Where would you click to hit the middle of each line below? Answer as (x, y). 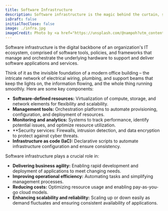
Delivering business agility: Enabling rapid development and (75, 166)
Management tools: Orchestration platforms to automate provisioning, (85, 109)
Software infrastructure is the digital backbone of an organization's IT (77, 47)
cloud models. (34, 192)
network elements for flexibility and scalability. (60, 104)
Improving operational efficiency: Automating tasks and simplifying (83, 176)
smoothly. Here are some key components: (49, 89)
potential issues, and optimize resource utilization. (64, 125)
